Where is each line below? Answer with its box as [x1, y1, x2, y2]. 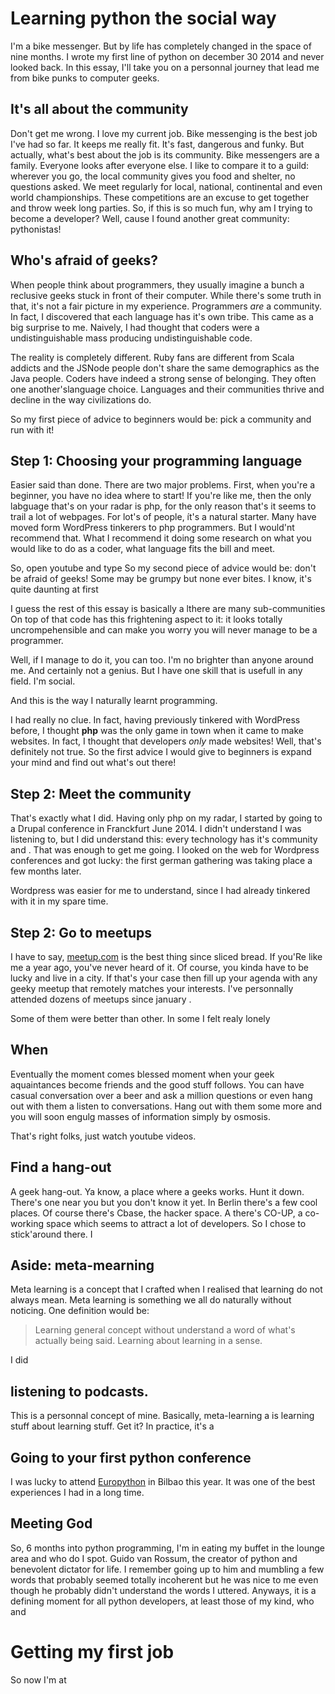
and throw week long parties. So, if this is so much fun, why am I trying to [10, 202, 313, 214]
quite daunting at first [10, 583, 99, 596]
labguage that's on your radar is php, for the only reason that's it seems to [10, 500, 317, 512]
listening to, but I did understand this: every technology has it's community [10, 833, 318, 846]
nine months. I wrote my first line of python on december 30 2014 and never [10, 50, 325, 62]
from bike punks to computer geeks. [10, 72, 160, 84]
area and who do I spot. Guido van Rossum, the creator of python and [10, 1552, 298, 1564]
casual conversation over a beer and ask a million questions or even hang [10, 1089, 313, 1101]
